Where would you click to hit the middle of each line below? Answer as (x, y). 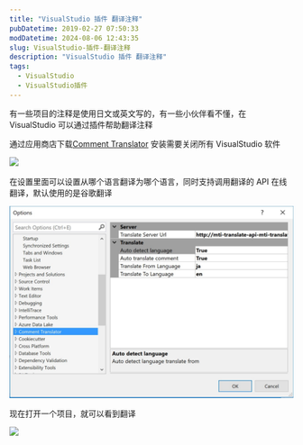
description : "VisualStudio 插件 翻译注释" (88, 57)
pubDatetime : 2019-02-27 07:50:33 (74, 28)
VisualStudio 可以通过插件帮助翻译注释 (81, 124)
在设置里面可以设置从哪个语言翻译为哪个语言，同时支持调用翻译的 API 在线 (148, 181)
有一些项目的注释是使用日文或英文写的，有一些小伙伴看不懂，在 (128, 114)
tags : (19, 67)
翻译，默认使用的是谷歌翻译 (61, 193)
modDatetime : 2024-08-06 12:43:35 (74, 38)
